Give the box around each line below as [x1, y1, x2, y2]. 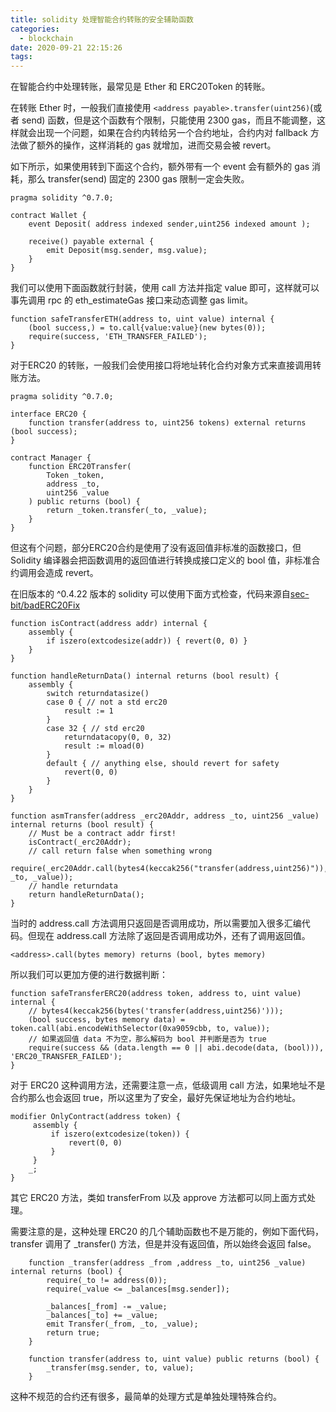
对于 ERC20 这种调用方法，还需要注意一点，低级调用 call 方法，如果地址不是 [10, 1079, 326, 1091]
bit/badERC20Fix [10, 599, 81, 611]
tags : [10, 52, 33, 62]
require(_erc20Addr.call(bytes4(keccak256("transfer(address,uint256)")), [10, 864, 329, 874]
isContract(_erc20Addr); [28, 837, 132, 848]
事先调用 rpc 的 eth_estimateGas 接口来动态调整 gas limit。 [10, 294, 253, 306]
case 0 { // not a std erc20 [46, 697, 168, 708]
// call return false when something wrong [28, 846, 213, 856]
